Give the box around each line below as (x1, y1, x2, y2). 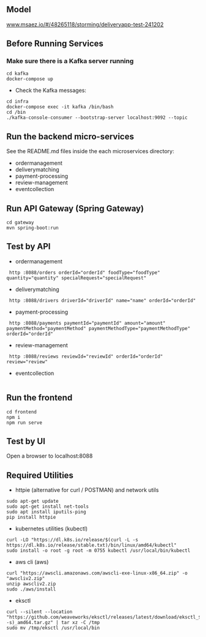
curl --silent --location (6, 609, 72, 615)
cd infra (6, 99, 29, 105)
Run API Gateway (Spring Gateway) (6, 203, 144, 214)
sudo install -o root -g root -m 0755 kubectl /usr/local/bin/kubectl (6, 548, 191, 554)
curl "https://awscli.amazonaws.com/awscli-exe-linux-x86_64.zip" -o (6, 570, 188, 576)
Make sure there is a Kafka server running (6, 56, 134, 65)
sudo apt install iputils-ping (6, 509, 86, 515)
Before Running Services (6, 39, 104, 48)
